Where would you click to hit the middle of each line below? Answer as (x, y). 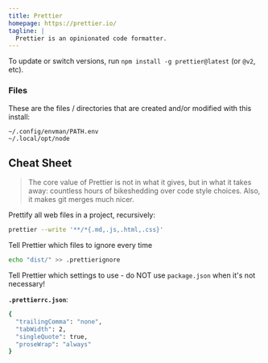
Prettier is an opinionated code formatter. (91, 38)
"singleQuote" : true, (52, 336)
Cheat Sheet (40, 163)
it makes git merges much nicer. (81, 200)
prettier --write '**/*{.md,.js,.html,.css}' (86, 230)
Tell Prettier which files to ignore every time (80, 245)
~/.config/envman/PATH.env (54, 131)
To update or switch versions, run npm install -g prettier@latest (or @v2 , (132, 61)
